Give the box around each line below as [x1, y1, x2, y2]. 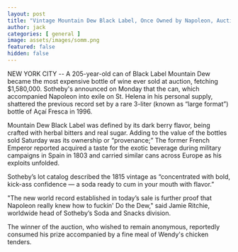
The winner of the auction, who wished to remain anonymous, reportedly [7, 222, 220, 231]
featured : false [7, 43, 55, 50]
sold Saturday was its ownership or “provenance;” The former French [7, 136, 210, 144]
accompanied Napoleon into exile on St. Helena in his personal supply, [7, 92, 213, 100]
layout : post [7, 10, 46, 18]
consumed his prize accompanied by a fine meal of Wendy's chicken [7, 230, 209, 239]
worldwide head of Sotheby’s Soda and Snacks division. [7, 209, 171, 217]
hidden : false [7, 50, 50, 57]
